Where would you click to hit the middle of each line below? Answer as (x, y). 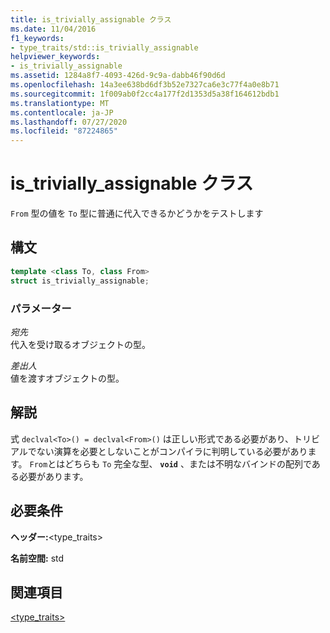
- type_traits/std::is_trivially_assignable (104, 47)
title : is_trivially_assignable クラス (91, 19)
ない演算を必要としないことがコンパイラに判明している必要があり (172, 451)
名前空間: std (37, 558)
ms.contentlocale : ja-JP (62, 112)
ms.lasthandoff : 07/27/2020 (69, 122)
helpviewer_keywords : (55, 57)
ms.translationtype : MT (60, 103)
